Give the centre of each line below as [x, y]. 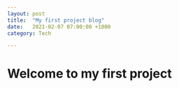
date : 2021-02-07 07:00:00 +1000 [59, 27]
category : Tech [29, 33]
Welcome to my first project [90, 74]
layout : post [26, 14]
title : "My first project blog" [56, 20]
